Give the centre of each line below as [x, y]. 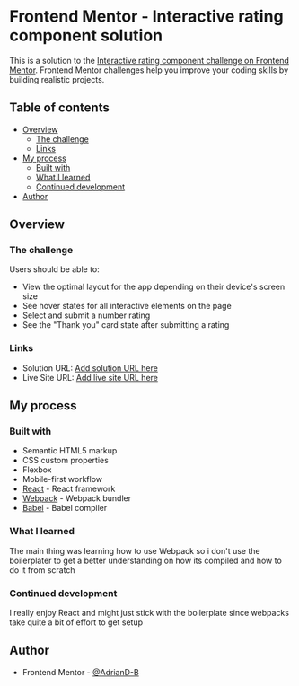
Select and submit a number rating [86, 315]
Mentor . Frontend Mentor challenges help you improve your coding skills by [149, 70]
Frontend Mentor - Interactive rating [147, 17]
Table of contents [59, 108]
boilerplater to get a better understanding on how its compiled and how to [146, 560]
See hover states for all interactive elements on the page [127, 306]
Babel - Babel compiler [65, 508]
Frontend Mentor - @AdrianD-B [80, 672]
